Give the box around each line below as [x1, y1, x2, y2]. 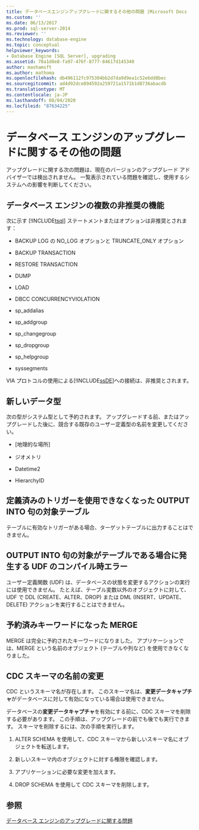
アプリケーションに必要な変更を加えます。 [14, 769, 119, 776]
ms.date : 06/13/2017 [6, 20, 58, 26]
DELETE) [6, 600, 28, 608]
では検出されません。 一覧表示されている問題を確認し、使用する [26, 174, 185, 181]
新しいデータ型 [6, 396, 61, 406]
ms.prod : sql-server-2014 [6, 25, 70, 32]
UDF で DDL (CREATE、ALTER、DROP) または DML [6, 593, 132, 600]
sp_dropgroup [14, 342, 49, 349]
